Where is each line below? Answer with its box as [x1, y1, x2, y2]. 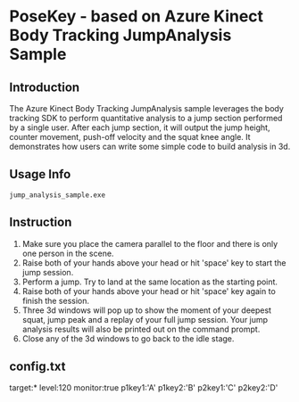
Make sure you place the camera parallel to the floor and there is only [21, 238, 278, 249]
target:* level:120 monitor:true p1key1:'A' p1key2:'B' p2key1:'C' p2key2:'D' [9, 382, 278, 393]
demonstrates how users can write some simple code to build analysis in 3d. [9, 141, 291, 152]
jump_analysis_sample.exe [9, 190, 105, 200]
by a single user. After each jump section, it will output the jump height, [9, 122, 270, 133]
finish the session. [21, 295, 90, 306]
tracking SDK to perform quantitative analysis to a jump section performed [9, 113, 283, 123]
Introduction [9, 79, 80, 94]
